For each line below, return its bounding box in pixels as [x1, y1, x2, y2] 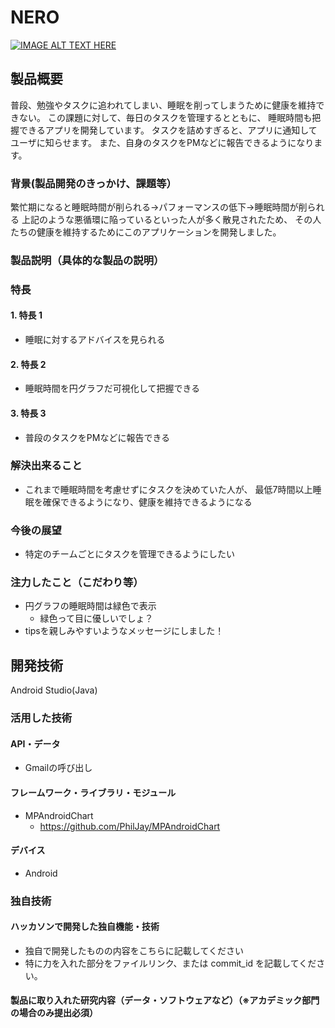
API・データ [10, 737, 61, 750]
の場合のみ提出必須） [10, 1007, 98, 1019]
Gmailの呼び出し [24, 762, 93, 774]
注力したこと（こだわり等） [10, 576, 144, 590]
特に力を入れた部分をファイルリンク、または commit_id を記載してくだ [24, 957, 317, 969]
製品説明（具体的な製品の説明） [10, 253, 165, 267]
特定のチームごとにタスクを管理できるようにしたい [24, 548, 236, 560]
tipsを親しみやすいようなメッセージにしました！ [24, 625, 225, 637]
